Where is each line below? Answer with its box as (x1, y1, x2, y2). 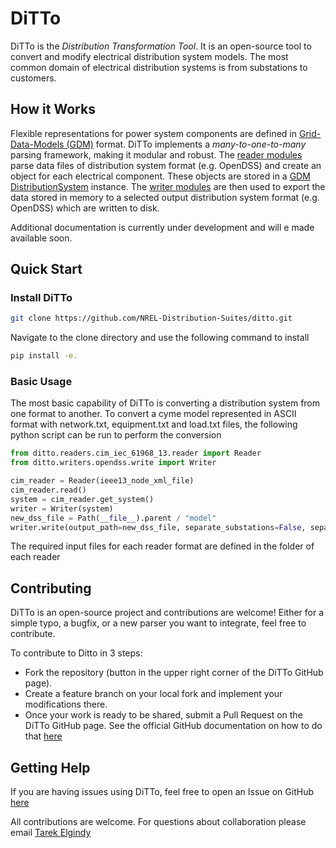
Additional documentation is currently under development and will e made (10, 221, 315, 233)
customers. (10, 72, 57, 84)
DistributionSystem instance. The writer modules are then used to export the (10, 180, 326, 192)
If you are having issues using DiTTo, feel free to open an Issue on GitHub (10, 786, 314, 798)
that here (24, 730, 63, 742)
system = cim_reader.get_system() (10, 494, 155, 504)
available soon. (10, 232, 73, 244)
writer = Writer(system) (10, 503, 114, 514)
